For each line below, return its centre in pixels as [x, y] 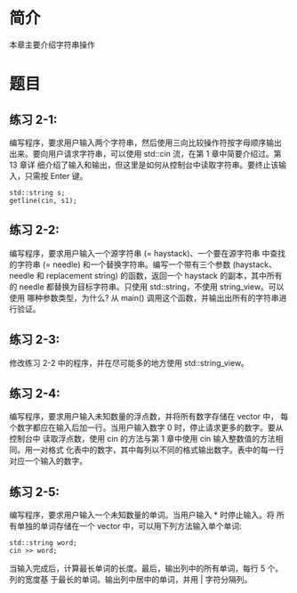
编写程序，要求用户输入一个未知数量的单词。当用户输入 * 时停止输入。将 [142, 515]
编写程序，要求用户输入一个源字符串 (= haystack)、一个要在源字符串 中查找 [148, 253]
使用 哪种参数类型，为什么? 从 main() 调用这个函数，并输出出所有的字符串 [144, 297]
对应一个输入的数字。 [48, 461]
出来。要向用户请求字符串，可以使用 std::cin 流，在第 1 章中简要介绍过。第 [145, 153]
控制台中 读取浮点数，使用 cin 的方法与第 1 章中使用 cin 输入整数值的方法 [142, 439]
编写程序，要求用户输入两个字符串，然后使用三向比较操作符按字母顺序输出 [145, 142]
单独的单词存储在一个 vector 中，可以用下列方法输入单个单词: [129, 526]
